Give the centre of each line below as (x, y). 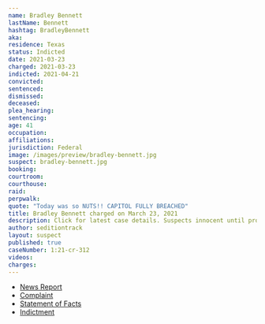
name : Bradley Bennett (45, 15)
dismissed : (26, 96)
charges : (22, 265)
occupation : (28, 132)
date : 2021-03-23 (37, 60)
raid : (17, 191)
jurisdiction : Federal (45, 147)
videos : (21, 257)
